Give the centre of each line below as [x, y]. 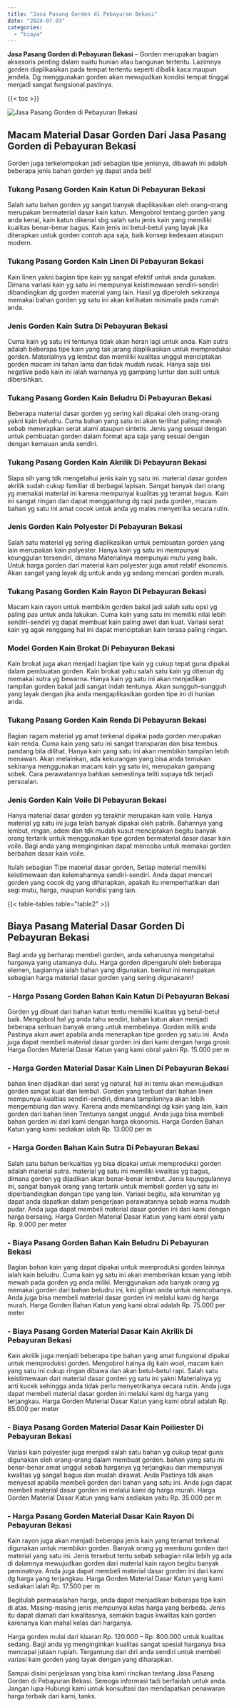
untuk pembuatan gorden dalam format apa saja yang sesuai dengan [109, 436]
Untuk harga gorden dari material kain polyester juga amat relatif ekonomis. [118, 565]
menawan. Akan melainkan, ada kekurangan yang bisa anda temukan [109, 758]
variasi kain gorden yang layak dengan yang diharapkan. [90, 1659]
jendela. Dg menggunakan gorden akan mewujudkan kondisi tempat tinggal [118, 77]
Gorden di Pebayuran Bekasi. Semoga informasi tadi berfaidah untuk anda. [117, 1681]
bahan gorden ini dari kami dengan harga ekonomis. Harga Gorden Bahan [115, 1122]
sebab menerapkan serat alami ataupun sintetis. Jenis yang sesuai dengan [117, 429]
